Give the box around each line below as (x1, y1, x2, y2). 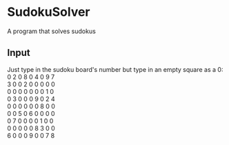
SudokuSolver (7, 4, 91, 20)
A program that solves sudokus (7, 27, 97, 35)
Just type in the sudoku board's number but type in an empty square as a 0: (7, 65, 223, 73)
